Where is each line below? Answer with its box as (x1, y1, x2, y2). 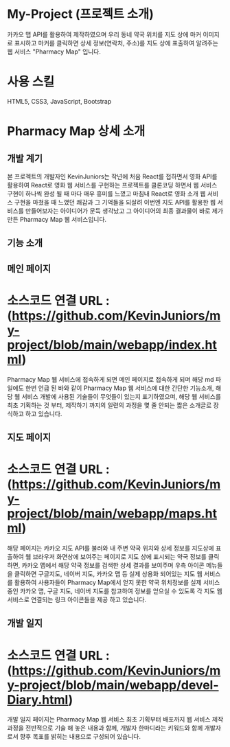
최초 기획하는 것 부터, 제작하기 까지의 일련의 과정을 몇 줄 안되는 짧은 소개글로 (7, 401, 212, 409)
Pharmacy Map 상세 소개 (7, 124, 146, 139)
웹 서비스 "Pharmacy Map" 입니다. (7, 47, 102, 56)
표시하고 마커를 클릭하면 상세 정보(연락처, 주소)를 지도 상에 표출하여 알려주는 (14, 38, 218, 47)
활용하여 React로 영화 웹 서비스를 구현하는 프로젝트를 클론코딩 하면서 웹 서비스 (7, 181, 218, 189)
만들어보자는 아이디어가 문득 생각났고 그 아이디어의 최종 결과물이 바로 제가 (25, 207, 224, 215)
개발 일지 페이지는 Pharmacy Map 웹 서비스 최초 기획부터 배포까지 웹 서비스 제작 (7, 715, 224, 724)
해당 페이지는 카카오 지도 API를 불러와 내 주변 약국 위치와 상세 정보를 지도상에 (7, 544, 214, 552)
